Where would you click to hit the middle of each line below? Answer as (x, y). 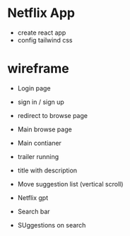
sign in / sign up (41, 102)
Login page (34, 88)
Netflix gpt (33, 197)
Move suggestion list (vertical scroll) (70, 184)
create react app (42, 33)
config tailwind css (45, 40)
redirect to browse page (53, 115)
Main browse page (45, 129)
